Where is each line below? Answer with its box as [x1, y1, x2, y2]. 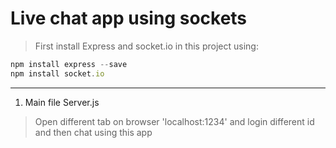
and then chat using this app [34, 126, 153, 138]
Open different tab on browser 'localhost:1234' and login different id [34, 115, 315, 127]
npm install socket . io [10, 68, 105, 79]
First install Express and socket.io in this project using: [34, 40, 259, 52]
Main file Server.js [24, 96, 100, 108]
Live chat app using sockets [10, 7, 248, 30]
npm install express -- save [10, 59, 128, 69]
